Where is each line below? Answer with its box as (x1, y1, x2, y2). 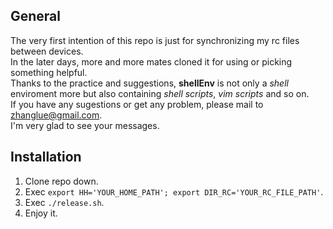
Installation (10, 149, 82, 166)
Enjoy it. (24, 207, 58, 219)
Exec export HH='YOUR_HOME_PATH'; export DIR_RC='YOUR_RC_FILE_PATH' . (24, 185, 324, 198)
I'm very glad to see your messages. (10, 119, 160, 131)
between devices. (10, 45, 84, 57)
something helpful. (10, 66, 88, 78)
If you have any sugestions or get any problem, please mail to (10, 98, 264, 110)
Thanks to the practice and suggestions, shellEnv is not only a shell (10, 77, 289, 89)
